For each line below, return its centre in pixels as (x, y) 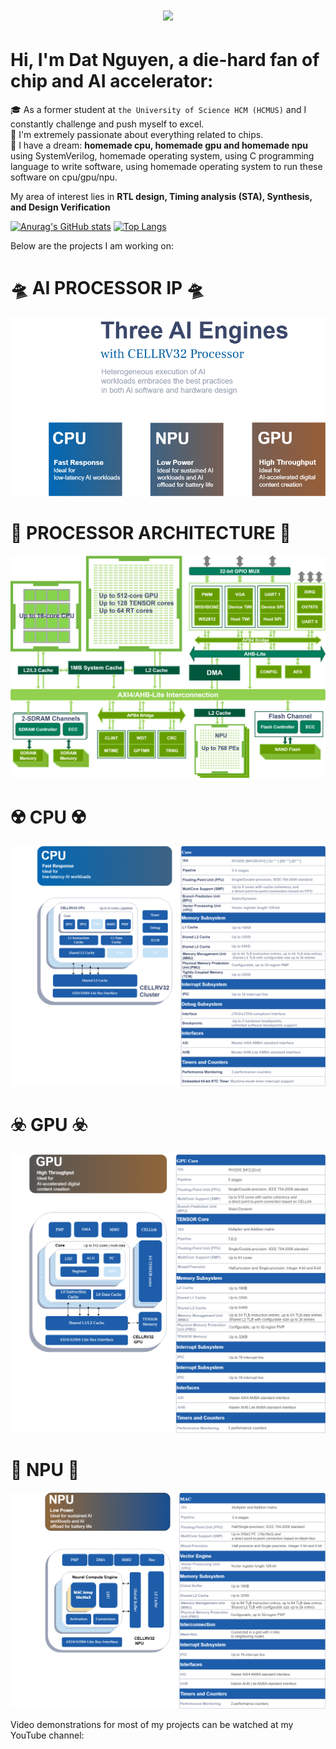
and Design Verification (60, 207)
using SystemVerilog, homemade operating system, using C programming (162, 156)
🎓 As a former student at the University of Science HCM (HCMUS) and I (158, 110)
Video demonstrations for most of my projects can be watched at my (152, 1724)
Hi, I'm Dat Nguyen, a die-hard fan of (165, 60)
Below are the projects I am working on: (92, 246)
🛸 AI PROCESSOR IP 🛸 (107, 288)
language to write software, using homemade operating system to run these (166, 167)
